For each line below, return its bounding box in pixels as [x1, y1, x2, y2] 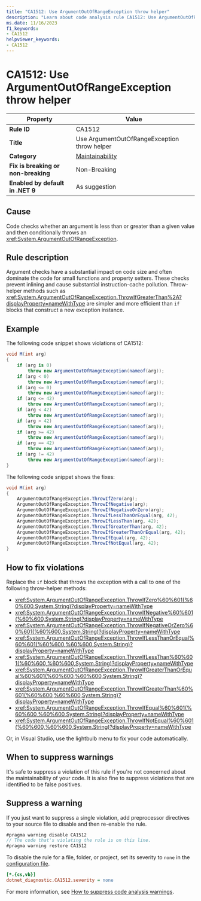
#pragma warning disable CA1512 [6, 832, 87, 838]
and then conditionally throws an [6, 228, 87, 236]
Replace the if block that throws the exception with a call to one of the [6, 578, 181, 585]
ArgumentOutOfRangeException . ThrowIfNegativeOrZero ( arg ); [17, 507, 165, 513]
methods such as [23, 288, 66, 295]
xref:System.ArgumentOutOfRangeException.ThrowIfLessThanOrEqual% [14, 634, 194, 642]
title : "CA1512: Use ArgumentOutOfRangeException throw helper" [6, 8, 170, 15]
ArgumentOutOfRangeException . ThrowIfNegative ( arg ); [17, 502, 148, 508]
